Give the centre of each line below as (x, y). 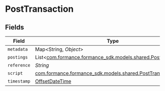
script (15, 73)
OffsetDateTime (53, 81)
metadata (18, 49)
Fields (15, 27)
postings (18, 57)
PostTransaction (39, 9)
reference (19, 65)
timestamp (19, 81)
